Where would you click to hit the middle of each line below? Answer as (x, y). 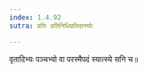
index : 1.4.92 (36, 17)
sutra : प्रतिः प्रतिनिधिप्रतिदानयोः (51, 26)
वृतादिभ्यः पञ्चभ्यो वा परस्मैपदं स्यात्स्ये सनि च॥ (74, 59)
